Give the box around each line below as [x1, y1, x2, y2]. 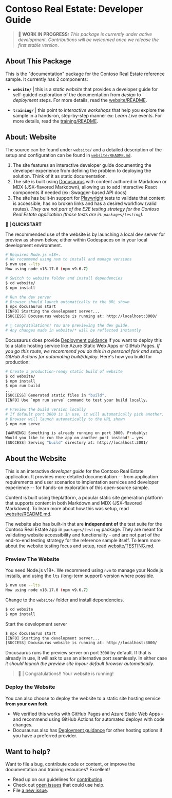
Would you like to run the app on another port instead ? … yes [5, 436, 144, 441]
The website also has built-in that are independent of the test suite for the [5, 521, 162, 527]
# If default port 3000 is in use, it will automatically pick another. [5, 411, 164, 417]
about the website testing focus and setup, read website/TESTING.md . [5, 543, 155, 549]
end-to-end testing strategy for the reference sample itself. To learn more [5, 537, 161, 543]
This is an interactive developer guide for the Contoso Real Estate [5, 468, 144, 474]
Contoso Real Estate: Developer [5, 3, 144, 15]
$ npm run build [5, 383, 40, 389]
